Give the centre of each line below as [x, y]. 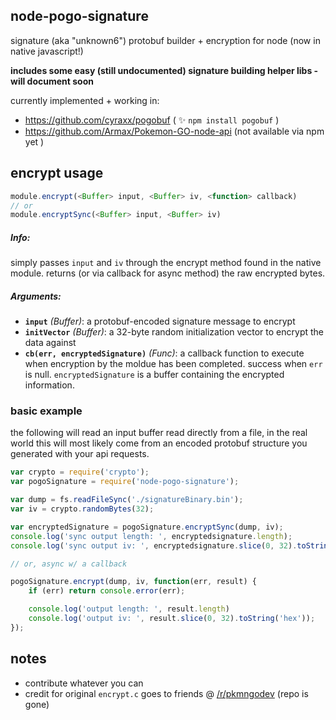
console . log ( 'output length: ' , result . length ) [129, 609]
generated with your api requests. [80, 454]
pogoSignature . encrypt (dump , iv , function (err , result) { [133, 582]
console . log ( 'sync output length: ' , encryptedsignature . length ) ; [151, 536]
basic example [46, 411]
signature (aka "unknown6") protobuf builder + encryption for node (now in [165, 40]
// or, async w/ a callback [69, 564]
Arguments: [36, 296]
